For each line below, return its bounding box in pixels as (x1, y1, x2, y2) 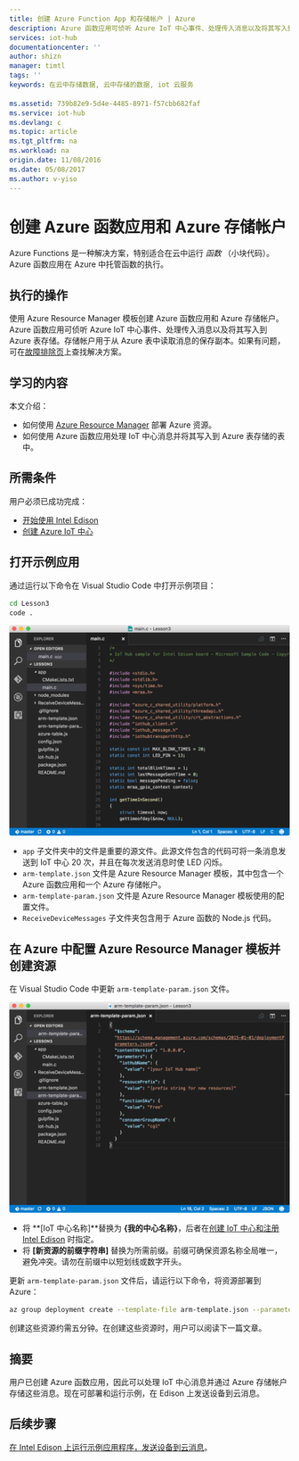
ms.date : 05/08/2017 (9, 165, 86, 174)
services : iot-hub (9, 33, 77, 42)
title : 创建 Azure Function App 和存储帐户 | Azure (9, 14, 196, 23)
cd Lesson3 (9, 599, 50, 608)
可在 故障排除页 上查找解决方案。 (9, 346, 126, 357)
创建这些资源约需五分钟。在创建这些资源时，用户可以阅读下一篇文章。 (9, 1323, 267, 1333)
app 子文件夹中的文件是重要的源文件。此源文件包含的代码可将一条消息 (21, 846, 279, 857)
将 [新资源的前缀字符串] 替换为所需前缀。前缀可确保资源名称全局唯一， (21, 1245, 283, 1256)
